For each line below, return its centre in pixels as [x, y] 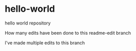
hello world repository [28, 23]
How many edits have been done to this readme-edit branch [68, 33]
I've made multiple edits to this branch [45, 43]
